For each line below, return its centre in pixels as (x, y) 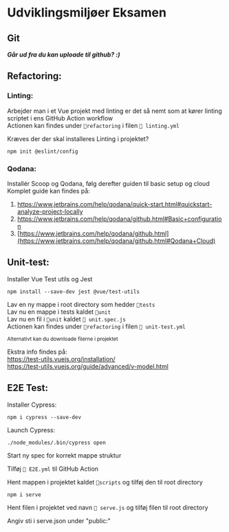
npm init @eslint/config (43, 151)
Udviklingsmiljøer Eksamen (87, 13)
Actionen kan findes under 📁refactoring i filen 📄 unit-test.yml (96, 326)
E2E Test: (28, 388)
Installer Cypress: (32, 405)
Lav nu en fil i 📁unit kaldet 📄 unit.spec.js (66, 319)
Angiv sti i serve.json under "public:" (59, 520)
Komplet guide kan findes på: (49, 191)
